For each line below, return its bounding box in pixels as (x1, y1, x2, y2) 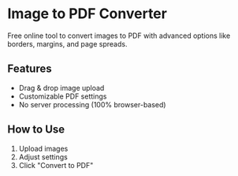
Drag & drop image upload (18, 83, 105, 92)
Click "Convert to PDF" (18, 160, 94, 170)
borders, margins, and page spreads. (7, 39, 128, 48)
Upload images (18, 144, 69, 153)
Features (7, 62, 52, 76)
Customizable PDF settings (18, 92, 107, 101)
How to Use (7, 123, 65, 137)
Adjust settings (18, 152, 68, 162)
